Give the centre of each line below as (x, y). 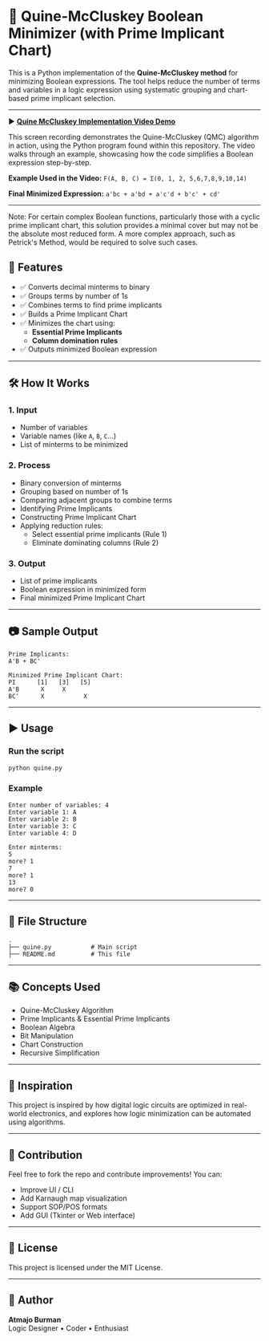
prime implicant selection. (73, 98)
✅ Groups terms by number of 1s (74, 295)
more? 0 (21, 889)
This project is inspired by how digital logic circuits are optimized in (119, 1105)
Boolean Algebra (48, 1027)
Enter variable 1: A (43, 812)
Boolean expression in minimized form (83, 590)
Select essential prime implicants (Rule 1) (99, 534)
